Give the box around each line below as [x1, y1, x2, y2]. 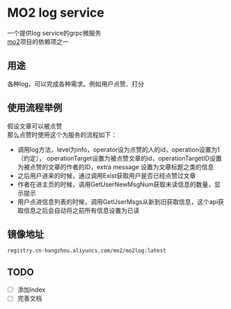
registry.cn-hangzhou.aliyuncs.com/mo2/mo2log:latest [7, 247, 167, 255]
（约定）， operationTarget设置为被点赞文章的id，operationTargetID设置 [17, 154, 222, 162]
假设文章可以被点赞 [7, 122, 63, 130]
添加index [17, 285, 46, 294]
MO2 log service [7, 5, 104, 21]
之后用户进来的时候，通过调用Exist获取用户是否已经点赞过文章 [17, 171, 196, 180]
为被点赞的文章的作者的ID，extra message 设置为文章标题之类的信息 [17, 162, 214, 171]
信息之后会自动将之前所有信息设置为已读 [23, 206, 140, 214]
